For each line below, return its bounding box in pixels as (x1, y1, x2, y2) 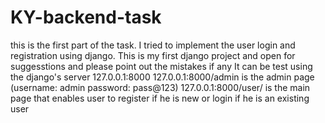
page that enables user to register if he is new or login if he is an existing (10, 92, 310, 104)
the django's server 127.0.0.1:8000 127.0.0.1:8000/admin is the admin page (10, 71, 315, 83)
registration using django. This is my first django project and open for (10, 49, 296, 61)
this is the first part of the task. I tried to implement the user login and (10, 39, 296, 51)
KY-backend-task (10, 6, 162, 29)
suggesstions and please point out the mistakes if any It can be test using (10, 60, 313, 72)
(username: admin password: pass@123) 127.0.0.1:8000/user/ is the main (10, 81, 311, 93)
